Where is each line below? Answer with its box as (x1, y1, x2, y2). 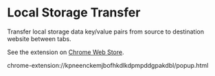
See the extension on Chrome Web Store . (7, 48, 124, 56)
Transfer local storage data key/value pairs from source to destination (7, 27, 205, 36)
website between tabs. (7, 34, 72, 42)
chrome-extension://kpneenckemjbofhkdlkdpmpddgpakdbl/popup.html (7, 61, 209, 69)
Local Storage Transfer (7, 5, 141, 21)
